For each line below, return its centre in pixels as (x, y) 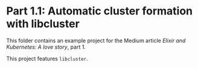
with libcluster (43, 24)
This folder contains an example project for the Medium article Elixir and (96, 40)
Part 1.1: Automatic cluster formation (100, 11)
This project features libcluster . (47, 58)
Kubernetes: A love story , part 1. (46, 47)
